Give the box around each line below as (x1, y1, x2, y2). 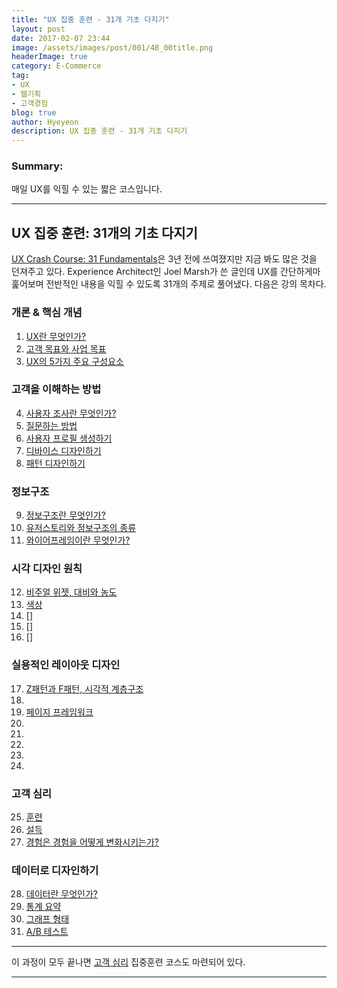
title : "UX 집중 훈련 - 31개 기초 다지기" (11, 14, 170, 25)
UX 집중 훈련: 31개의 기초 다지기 (11, 224, 198, 241)
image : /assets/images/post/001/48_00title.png (11, 42, 214, 53)
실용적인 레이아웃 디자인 (11, 658, 121, 672)
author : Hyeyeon (11, 117, 79, 127)
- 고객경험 (11, 98, 49, 108)
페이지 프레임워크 (25, 706, 94, 718)
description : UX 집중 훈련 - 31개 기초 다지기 (11, 126, 188, 136)
